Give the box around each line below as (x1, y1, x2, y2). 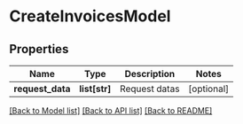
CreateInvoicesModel (9, 6, 171, 27)
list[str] (79, 82, 112, 95)
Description (124, 68, 176, 80)
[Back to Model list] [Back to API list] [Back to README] (9, 105, 213, 116)
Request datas (119, 82, 180, 95)
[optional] (188, 82, 229, 95)
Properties (9, 42, 69, 57)
